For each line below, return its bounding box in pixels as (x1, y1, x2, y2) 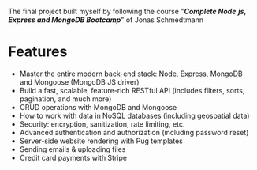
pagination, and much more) (19, 94, 112, 104)
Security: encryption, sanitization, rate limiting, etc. (19, 119, 185, 129)
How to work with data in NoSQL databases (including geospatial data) (19, 111, 250, 120)
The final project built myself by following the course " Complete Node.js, (8, 7, 247, 16)
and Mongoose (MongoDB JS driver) (19, 77, 140, 86)
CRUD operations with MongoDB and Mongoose (19, 102, 177, 111)
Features (8, 43, 68, 61)
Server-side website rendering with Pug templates (19, 136, 183, 145)
